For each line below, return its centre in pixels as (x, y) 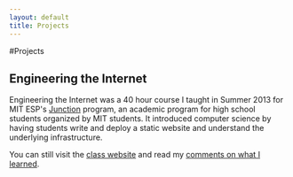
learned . (24, 164)
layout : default (39, 17)
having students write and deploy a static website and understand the (137, 128)
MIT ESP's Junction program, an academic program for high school (132, 109)
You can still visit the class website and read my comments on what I (135, 155)
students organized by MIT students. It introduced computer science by (140, 119)
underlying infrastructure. (56, 137)
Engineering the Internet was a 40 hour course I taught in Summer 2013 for (146, 100)
